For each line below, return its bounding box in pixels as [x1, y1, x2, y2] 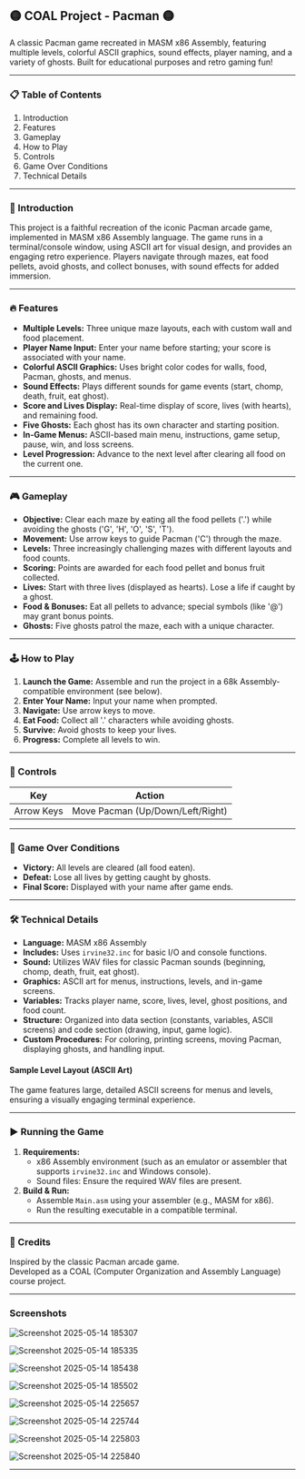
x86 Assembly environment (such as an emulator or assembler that [35, 1156, 288, 1167]
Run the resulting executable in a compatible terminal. [35, 1204, 238, 1215]
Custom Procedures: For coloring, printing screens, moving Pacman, [22, 1034, 282, 1045]
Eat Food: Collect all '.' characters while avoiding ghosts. [22, 714, 234, 726]
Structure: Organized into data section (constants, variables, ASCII [22, 1015, 274, 1026]
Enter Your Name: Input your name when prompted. [22, 695, 218, 706]
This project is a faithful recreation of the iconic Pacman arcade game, [9, 222, 272, 233]
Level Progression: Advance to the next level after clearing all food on [22, 448, 286, 459]
